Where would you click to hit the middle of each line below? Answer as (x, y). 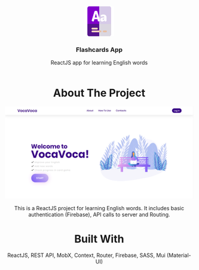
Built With (99, 239)
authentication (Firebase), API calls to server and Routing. (99, 214)
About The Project (99, 93)
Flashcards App (99, 50)
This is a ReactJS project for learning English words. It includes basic (99, 208)
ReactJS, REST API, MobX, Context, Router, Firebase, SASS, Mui (87, 255)
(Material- (179, 255)
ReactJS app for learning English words (99, 63)
